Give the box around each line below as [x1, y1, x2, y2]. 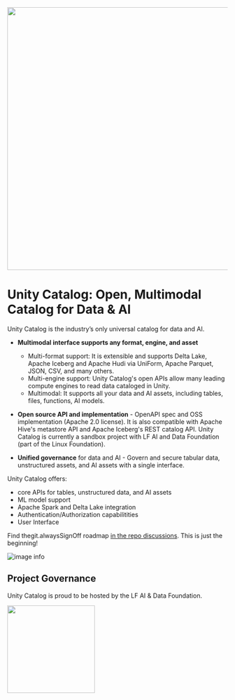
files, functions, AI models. [27, 396, 105, 405]
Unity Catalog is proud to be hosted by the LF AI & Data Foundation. [7, 591, 203, 600]
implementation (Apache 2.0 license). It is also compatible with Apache [17, 417, 222, 426]
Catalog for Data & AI [7, 301, 131, 317]
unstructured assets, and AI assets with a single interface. [17, 460, 185, 469]
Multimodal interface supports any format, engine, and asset [17, 338, 199, 346]
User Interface [17, 518, 59, 526]
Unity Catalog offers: [7, 474, 68, 483]
